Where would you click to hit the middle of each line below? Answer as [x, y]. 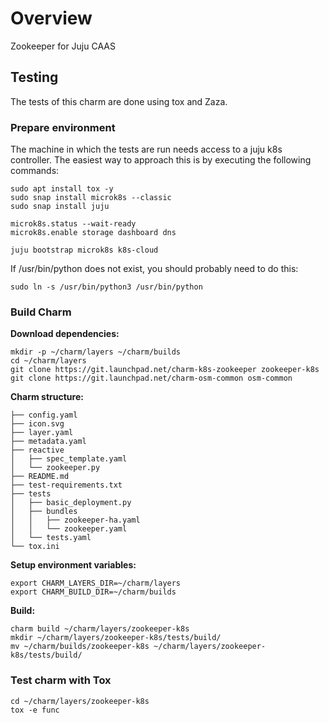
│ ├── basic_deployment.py [71, 503]
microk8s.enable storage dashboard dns [93, 233]
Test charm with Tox [61, 680]
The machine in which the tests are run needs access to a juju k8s [146, 149]
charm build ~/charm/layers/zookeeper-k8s [100, 629]
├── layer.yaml [42, 433]
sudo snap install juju [60, 207]
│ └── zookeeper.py [55, 468]
